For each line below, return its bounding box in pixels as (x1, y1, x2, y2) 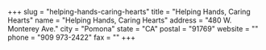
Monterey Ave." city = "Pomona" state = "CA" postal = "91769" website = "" (7, 24, 259, 33)
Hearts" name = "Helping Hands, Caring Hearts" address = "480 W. (7, 15, 232, 25)
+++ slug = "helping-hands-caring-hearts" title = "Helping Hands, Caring (7, 7, 251, 16)
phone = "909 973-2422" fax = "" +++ (7, 32, 136, 42)
